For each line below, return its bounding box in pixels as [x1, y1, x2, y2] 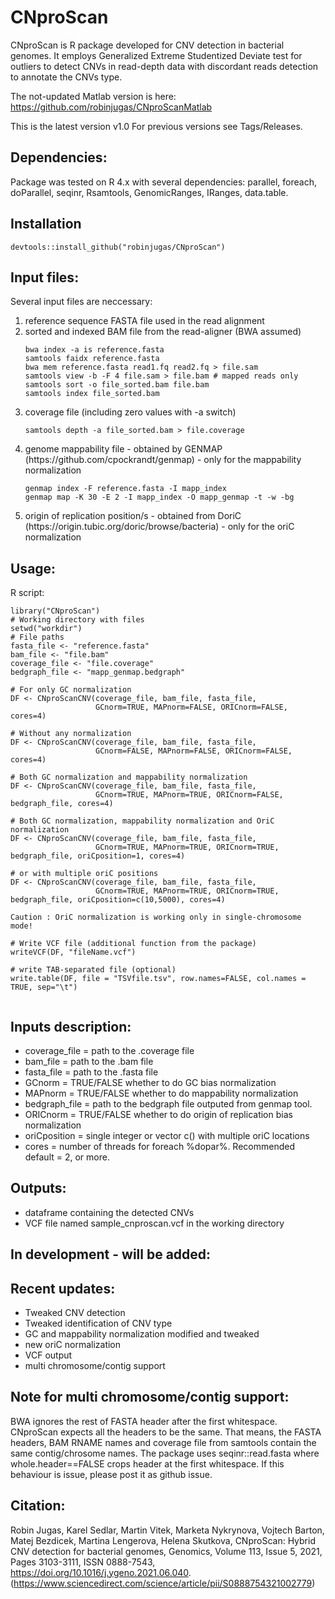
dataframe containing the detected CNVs [24, 1206, 195, 1218]
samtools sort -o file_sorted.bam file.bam [24, 380, 210, 390]
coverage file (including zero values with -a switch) [24, 406, 237, 418]
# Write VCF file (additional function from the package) [10, 939, 257, 949]
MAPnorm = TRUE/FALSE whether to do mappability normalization [24, 1087, 299, 1099]
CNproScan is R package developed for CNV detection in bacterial [10, 39, 285, 51]
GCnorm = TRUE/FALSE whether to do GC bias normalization [24, 1077, 277, 1088]
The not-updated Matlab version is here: [10, 90, 177, 102]
